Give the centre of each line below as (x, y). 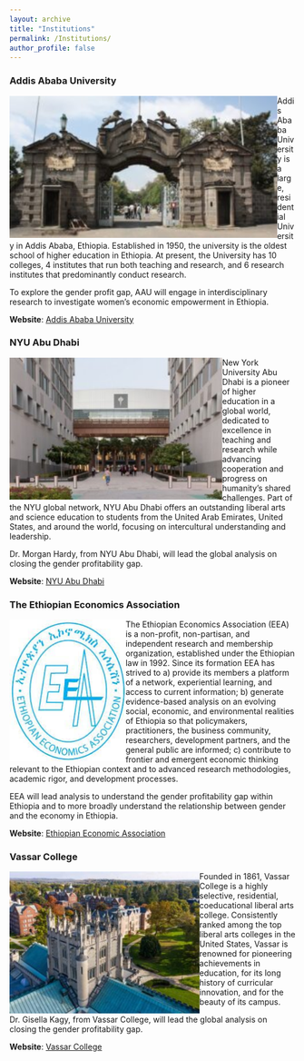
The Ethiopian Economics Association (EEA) (207, 625)
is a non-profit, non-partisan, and (188, 634)
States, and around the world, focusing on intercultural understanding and (147, 526)
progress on (245, 478)
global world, (246, 411)
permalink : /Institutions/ (60, 38)
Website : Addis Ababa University (72, 319)
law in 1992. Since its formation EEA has (200, 663)
